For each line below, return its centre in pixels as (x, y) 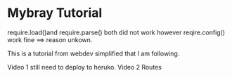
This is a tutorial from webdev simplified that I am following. (94, 53)
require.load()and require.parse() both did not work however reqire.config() (116, 32)
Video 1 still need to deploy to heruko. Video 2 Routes (84, 67)
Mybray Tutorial (55, 13)
